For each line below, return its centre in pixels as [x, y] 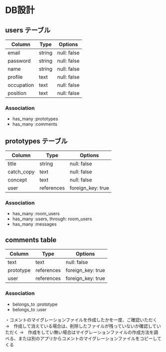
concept [17, 180]
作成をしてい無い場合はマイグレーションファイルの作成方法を [91, 332]
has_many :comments [35, 124]
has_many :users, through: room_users [52, 219]
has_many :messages [35, 224]
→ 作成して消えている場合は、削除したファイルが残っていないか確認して [81, 326]
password [19, 61]
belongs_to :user [29, 309]
